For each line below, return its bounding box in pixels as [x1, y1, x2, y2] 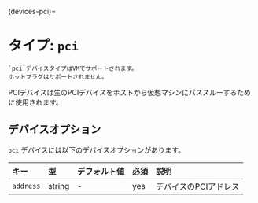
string [48, 180, 70, 191]
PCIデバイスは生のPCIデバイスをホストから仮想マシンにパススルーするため [8, 87, 252, 97]
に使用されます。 [8, 98, 63, 107]
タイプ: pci [8, 37, 79, 54]
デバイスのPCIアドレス [156, 181, 240, 192]
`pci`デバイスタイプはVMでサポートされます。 [8, 65, 138, 72]
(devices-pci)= [8, 7, 57, 16]
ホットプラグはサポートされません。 [8, 72, 108, 81]
